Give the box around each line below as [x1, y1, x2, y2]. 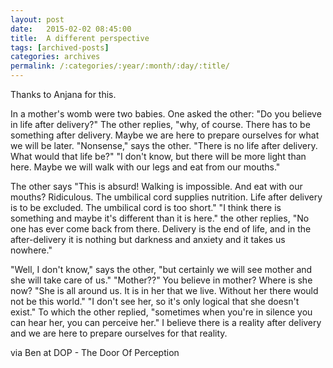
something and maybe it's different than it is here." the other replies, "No [10, 212, 310, 224]
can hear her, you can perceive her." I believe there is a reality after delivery [10, 317, 322, 328]
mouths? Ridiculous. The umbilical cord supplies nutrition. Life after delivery [10, 191, 323, 203]
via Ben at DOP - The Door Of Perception [10, 347, 180, 358]
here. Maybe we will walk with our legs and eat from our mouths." [10, 161, 281, 173]
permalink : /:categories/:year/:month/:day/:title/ [10, 61, 230, 71]
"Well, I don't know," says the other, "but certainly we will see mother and [10, 264, 313, 275]
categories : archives [10, 52, 101, 62]
